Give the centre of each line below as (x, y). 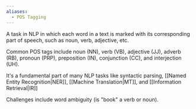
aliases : (17, 11)
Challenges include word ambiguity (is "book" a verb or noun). (82, 99)
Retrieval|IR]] (22, 88)
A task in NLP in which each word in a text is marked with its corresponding (98, 34)
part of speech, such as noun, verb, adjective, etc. (68, 40)
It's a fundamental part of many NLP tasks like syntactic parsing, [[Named (96, 75)
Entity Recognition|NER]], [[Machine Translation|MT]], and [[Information (94, 82)
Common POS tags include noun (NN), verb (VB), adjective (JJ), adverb (94, 51)
